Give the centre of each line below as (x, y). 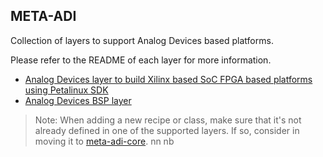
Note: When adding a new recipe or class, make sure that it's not (168, 120)
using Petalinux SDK (66, 90)
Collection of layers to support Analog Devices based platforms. (142, 40)
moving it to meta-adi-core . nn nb (104, 141)
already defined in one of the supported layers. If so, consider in (167, 130)
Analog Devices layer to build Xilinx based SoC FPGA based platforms (168, 79)
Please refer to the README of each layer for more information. (141, 60)
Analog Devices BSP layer (78, 100)
